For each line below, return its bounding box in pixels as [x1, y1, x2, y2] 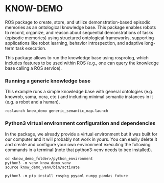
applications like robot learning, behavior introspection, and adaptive [5, 40, 143, 46]
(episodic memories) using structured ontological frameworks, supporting [5, 35, 154, 41]
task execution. [15, 45, 47, 51]
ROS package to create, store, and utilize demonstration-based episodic [5, 19, 151, 25]
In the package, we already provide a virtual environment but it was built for [5, 131, 158, 137]
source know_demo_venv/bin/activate [5, 165, 80, 170]
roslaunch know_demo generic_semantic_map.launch [5, 108, 109, 113]
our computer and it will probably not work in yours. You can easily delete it [5, 136, 158, 142]
